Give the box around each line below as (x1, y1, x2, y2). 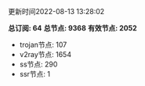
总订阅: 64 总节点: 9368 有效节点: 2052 (8, 23, 137, 33)
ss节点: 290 (19, 59, 58, 69)
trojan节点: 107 (19, 40, 67, 49)
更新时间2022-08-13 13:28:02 (8, 7, 105, 16)
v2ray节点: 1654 (19, 50, 72, 59)
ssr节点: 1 (19, 70, 51, 78)
